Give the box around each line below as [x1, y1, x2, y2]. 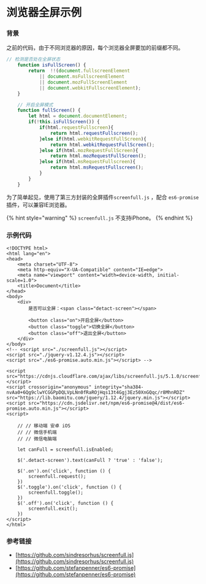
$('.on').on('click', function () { [17, 468, 112, 474]
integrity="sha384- [94, 384, 144, 390]
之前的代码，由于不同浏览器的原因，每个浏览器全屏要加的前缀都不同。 [6, 44, 184, 52]
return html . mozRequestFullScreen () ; [50, 153, 147, 159]
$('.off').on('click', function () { [17, 501, 114, 507]
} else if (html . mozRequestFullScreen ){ [39, 147, 139, 153]
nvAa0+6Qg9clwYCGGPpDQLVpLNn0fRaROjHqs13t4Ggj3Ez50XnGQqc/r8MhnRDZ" [6, 390, 185, 396]
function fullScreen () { [17, 107, 81, 113]
